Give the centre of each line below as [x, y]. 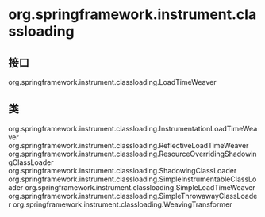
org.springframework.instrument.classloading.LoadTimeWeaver [112, 82]
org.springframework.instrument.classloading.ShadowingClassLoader [123, 170]
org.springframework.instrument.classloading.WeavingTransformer [123, 204]
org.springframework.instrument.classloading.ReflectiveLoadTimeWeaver [129, 145]
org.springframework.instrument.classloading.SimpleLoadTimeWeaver [140, 187]
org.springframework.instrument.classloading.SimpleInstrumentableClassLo [132, 179]
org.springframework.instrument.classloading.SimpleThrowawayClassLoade [133, 196]
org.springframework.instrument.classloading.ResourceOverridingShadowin [132, 154]
